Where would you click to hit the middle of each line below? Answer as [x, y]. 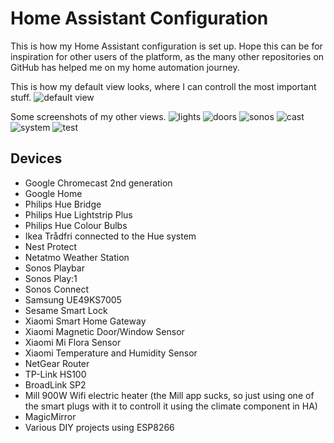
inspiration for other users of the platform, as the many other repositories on [167, 56]
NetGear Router [57, 363]
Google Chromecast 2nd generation [98, 183]
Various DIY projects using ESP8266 [99, 427]
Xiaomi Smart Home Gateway [85, 321]
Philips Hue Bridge [63, 204]
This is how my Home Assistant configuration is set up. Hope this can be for [166, 46]
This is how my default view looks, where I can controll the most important [163, 86]
